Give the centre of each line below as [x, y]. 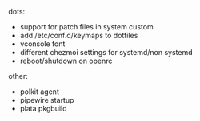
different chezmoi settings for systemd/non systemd [106, 52]
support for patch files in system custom [86, 27]
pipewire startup [47, 100]
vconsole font [42, 44]
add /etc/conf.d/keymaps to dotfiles [79, 35]
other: [18, 76]
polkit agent [40, 92]
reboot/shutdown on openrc [66, 60]
